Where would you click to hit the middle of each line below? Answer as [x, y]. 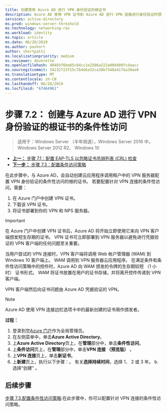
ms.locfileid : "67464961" [32, 88]
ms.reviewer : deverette [30, 61]
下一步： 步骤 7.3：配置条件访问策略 [49, 165]
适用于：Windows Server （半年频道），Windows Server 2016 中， [85, 142]
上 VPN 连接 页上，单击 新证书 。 [44, 356]
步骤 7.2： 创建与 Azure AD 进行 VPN [81, 114]
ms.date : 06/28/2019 [27, 42]
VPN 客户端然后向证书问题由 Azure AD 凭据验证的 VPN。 [63, 290]
